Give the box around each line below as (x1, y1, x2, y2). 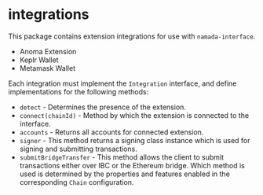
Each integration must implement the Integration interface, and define (8, 79, 237, 88)
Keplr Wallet (19, 55, 59, 64)
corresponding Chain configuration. (19, 177, 134, 186)
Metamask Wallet (19, 63, 76, 72)
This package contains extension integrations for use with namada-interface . (8, 31, 256, 41)
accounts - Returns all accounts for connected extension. (19, 127, 204, 137)
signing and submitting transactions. (19, 144, 137, 153)
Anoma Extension (19, 46, 77, 56)
